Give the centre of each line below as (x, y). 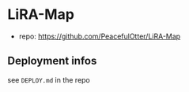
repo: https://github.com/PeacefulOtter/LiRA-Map (100, 36)
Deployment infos (52, 61)
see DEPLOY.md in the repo (49, 79)
